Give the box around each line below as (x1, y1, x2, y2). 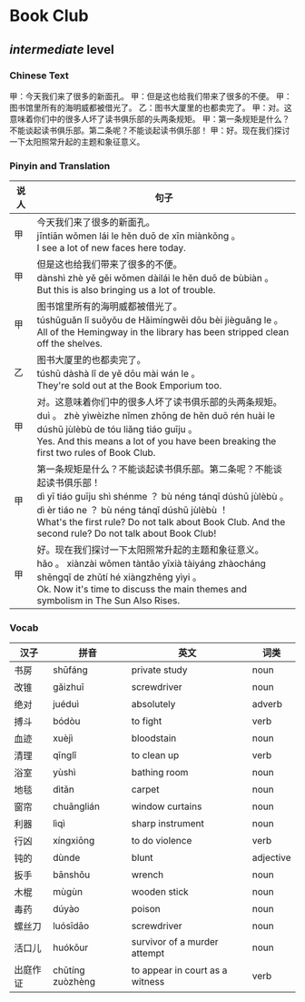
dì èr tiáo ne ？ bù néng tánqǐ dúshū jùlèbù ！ (36, 504, 229, 517)
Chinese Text (9, 69, 70, 82)
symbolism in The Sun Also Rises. (36, 594, 181, 607)
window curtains (131, 800, 202, 813)
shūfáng (53, 663, 88, 676)
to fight (131, 715, 162, 728)
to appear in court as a (131, 964, 228, 977)
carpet (131, 784, 160, 796)
